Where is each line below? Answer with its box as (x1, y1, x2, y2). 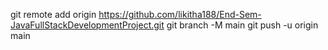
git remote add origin (10, 9, 97, 20)
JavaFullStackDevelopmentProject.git (10, 19, 165, 31)
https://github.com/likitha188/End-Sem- (98, 9, 262, 20)
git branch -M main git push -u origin (166, 19, 319, 31)
